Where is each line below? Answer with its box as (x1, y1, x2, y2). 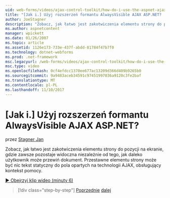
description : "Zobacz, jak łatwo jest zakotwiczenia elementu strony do (5, 21, 162, 27)
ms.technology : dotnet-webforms (5, 49, 73, 55)
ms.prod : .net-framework (5, 54, 58, 60)
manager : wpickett (5, 31, 44, 36)
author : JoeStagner (5, 17, 47, 22)
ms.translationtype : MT (5, 78, 56, 83)
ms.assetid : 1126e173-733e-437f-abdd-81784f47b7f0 (5, 45, 114, 50)
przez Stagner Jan (5, 136, 44, 142)
